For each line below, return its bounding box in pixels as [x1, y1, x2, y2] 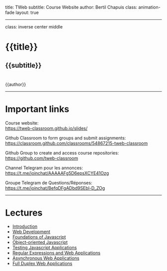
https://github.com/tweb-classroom [5, 155, 79, 161]
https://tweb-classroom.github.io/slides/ [5, 125, 88, 131]
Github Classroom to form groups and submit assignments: [5, 135, 126, 141]
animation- [138, 4, 161, 10]
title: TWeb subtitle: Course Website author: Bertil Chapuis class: [5, 4, 138, 10]
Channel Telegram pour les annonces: [5, 164, 83, 171]
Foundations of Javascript [12, 234, 66, 240]
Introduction [12, 224, 38, 230]
